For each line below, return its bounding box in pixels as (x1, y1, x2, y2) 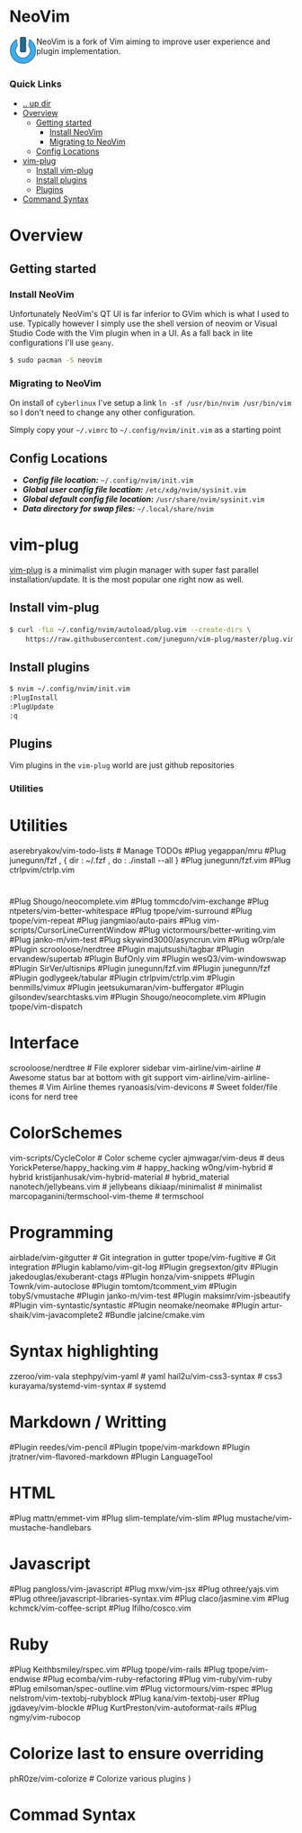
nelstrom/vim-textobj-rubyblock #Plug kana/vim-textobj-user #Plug (9, 1693, 260, 1703)
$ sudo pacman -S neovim (9, 356, 102, 366)
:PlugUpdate (9, 702, 54, 712)
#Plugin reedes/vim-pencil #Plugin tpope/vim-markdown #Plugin (9, 1441, 250, 1452)
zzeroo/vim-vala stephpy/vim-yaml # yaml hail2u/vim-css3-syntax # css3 (9, 1371, 283, 1382)
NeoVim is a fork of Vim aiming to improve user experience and (36, 36, 271, 47)
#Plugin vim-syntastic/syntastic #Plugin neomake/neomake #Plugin (9, 1300, 260, 1311)
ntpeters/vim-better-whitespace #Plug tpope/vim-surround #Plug (9, 906, 253, 916)
